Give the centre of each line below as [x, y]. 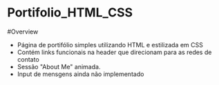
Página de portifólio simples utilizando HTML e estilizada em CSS [110, 45]
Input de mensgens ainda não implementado [80, 74]
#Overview [23, 32]
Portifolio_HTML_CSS [70, 13]
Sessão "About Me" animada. [59, 66]
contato [28, 59]
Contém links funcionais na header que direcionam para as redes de [114, 52]
